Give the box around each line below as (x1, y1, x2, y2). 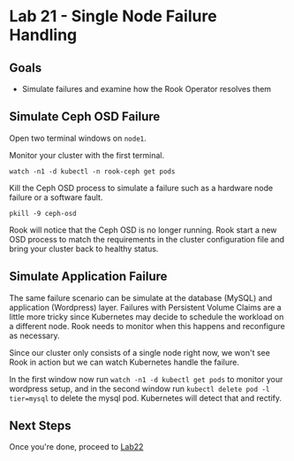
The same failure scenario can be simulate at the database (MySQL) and (9, 292, 273, 303)
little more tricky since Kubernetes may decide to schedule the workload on (9, 311, 284, 322)
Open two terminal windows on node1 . (9, 133, 147, 143)
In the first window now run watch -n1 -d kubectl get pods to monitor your (9, 373, 283, 384)
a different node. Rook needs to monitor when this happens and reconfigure (9, 320, 285, 331)
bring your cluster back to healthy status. (9, 243, 159, 254)
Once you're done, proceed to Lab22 (9, 442, 144, 452)
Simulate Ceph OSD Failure (9, 109, 161, 125)
